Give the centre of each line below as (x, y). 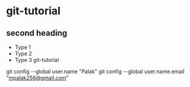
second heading (37, 33)
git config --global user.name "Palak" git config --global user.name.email (96, 72)
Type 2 (23, 54)
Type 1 (23, 47)
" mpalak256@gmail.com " (38, 78)
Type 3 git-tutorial (37, 60)
